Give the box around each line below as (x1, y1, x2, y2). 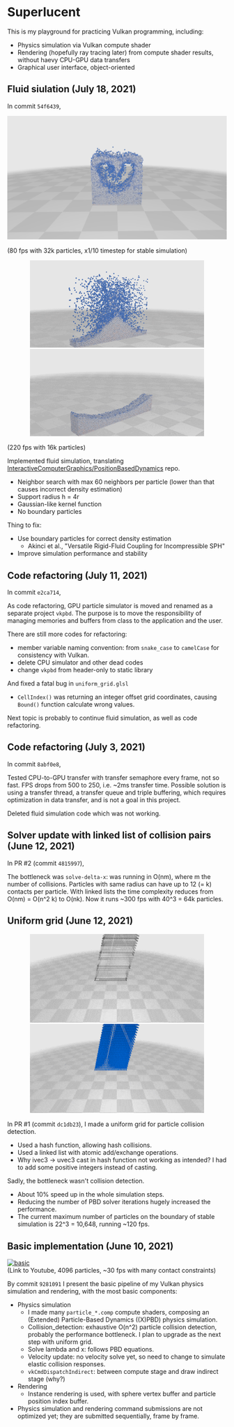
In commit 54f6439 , (7, 102, 61, 110)
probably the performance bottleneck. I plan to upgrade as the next (27, 1331, 221, 1339)
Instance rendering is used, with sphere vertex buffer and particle (27, 1390, 216, 1398)
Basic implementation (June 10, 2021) (7, 1240, 174, 1252)
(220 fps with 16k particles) (7, 443, 86, 452)
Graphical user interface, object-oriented (17, 63, 135, 71)
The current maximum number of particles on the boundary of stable (17, 1213, 215, 1221)
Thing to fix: (7, 521, 42, 529)
